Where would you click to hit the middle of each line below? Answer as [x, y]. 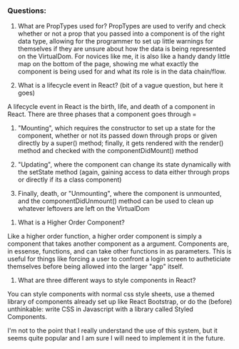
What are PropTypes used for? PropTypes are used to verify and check [122, 26]
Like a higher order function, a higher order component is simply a [105, 236]
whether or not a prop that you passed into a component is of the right [121, 33]
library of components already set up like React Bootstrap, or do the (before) [120, 302]
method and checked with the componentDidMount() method [108, 151]
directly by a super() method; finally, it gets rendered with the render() [121, 143]
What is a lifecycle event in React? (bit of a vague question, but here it [120, 85]
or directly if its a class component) [70, 179]
